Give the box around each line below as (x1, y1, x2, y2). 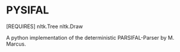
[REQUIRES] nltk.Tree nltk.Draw (6, 23, 83, 30)
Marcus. (6, 40, 27, 47)
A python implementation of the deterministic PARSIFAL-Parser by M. (6, 34, 175, 41)
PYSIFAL (6, 4, 49, 17)
